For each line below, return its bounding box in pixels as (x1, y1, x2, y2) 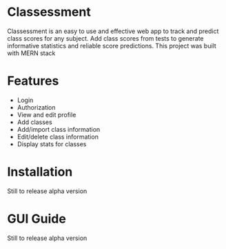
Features (7, 73, 59, 89)
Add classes (17, 118, 53, 126)
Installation (7, 164, 73, 180)
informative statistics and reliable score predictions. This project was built (7, 41, 217, 50)
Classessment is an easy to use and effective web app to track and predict (7, 27, 219, 35)
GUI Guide (7, 211, 67, 226)
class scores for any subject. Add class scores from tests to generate (7, 34, 205, 42)
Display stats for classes (17, 139, 87, 148)
